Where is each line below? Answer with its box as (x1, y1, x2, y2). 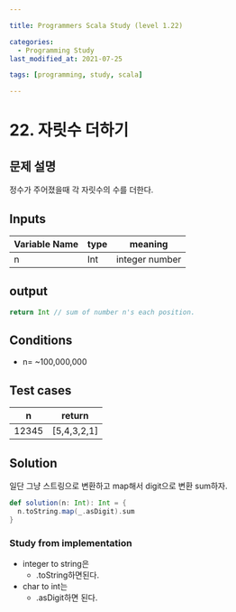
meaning (129, 237, 168, 250)
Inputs (9, 211, 47, 227)
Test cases (9, 383, 72, 398)
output (9, 283, 48, 299)
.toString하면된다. (35, 570, 100, 580)
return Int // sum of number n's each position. (9, 308, 195, 317)
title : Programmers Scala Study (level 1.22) (9, 21, 183, 30)
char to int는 (22, 580, 68, 591)
